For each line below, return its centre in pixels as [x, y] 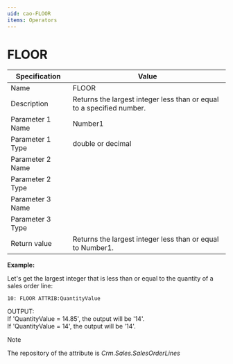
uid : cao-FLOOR [29, 14]
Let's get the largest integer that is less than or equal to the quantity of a [110, 279]
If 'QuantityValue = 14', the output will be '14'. [72, 326]
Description [29, 104]
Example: [21, 265]
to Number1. [93, 248]
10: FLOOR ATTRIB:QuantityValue [54, 299]
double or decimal [102, 144]
